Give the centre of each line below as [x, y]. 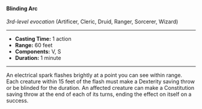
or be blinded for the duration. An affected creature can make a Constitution [100, 88]
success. [17, 101]
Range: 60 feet [34, 46]
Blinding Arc [22, 8]
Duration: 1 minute [38, 58]
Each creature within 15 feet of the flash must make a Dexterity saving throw [101, 81]
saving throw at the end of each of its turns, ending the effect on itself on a [99, 94]
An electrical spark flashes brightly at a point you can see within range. [94, 75]
